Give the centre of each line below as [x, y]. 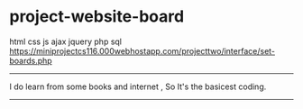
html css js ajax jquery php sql [65, 41]
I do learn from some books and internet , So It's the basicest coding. [138, 86]
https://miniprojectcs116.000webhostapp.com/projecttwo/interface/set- [142, 50]
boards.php [31, 60]
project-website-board [97, 17]
